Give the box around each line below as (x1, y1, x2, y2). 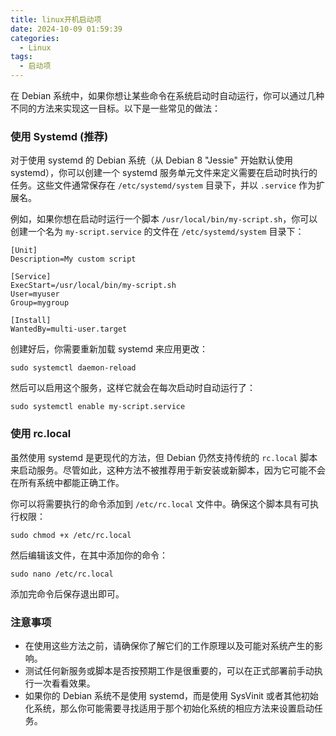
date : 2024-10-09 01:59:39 (10, 24, 123, 34)
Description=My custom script (10, 254, 137, 265)
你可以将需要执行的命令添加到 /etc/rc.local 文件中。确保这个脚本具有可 (10, 497, 310, 510)
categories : (10, 33, 60, 43)
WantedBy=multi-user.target (10, 324, 128, 335)
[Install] (10, 316, 52, 326)
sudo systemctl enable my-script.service (10, 402, 186, 412)
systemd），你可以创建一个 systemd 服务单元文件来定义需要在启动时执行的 (10, 167, 318, 179)
